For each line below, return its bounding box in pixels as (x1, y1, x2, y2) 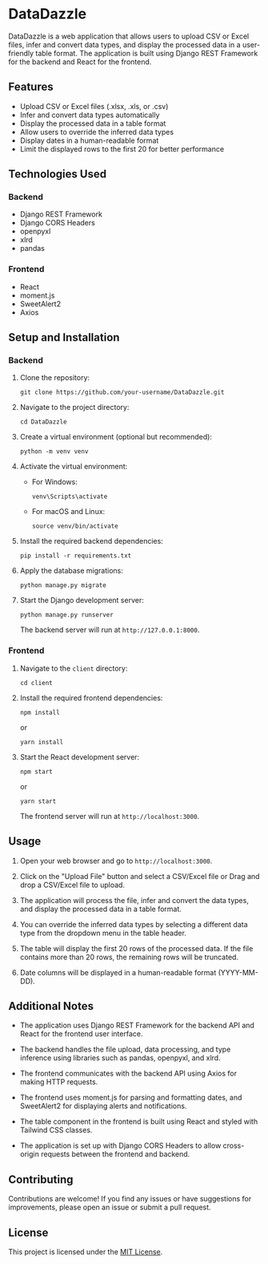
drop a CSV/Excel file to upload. (19, 880, 126, 889)
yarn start (19, 797, 57, 805)
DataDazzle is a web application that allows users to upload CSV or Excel (8, 31, 250, 41)
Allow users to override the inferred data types (19, 127, 174, 136)
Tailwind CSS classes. (19, 1125, 93, 1135)
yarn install (19, 738, 64, 746)
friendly (8, 48, 34, 58)
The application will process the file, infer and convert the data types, (19, 895, 250, 905)
